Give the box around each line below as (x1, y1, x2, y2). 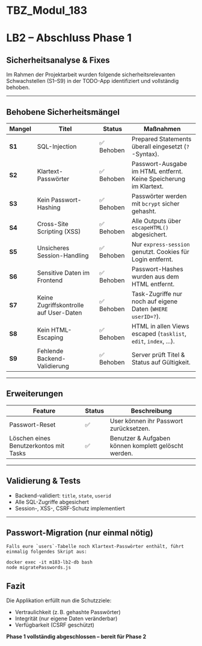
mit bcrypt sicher (131, 200, 180, 208)
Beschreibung (130, 407, 173, 415)
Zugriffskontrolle (37, 301, 84, 309)
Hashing (37, 203, 61, 211)
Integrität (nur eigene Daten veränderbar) (14, 615, 118, 623)
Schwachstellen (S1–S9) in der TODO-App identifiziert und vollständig (6, 78, 179, 85)
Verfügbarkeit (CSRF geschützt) (14, 621, 95, 629)
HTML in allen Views (131, 322, 189, 330)
